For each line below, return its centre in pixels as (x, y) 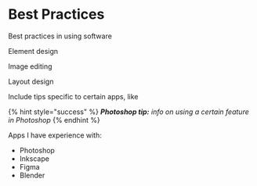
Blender (32, 175)
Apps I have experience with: (55, 135)
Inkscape (34, 159)
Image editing (30, 66)
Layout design (31, 81)
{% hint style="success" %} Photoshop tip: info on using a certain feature (128, 112)
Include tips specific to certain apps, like (73, 96)
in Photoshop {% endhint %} (54, 120)
